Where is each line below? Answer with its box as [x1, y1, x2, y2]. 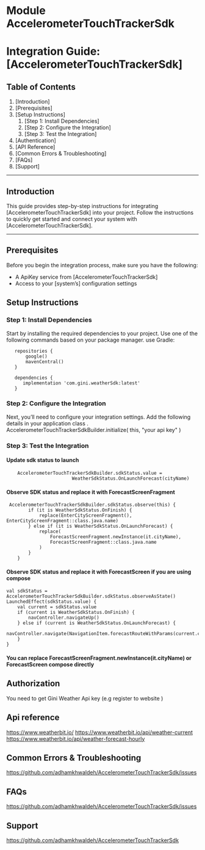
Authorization [6, 679, 60, 689]
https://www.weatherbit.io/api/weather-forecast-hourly [6, 735, 145, 742]
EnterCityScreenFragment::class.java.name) [6, 518, 119, 524]
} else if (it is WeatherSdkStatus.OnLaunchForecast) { [28, 523, 173, 530]
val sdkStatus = [6, 588, 48, 594]
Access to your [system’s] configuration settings [15, 279, 137, 287]
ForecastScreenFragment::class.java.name [49, 539, 157, 546]
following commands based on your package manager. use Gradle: [6, 336, 175, 344]
